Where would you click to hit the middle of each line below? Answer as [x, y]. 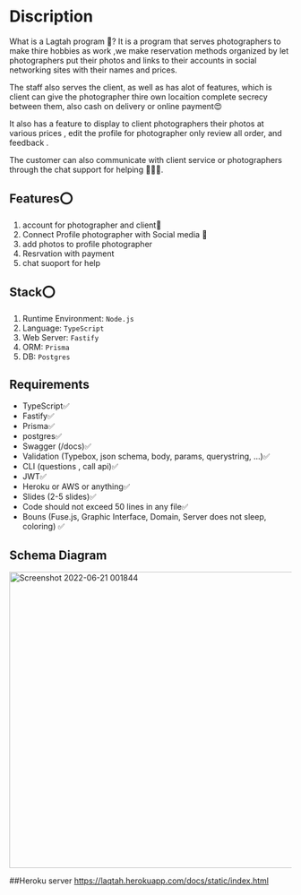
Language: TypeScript [63, 328]
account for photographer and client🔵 [92, 225]
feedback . [29, 142]
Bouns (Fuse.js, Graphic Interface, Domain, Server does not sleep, [144, 517]
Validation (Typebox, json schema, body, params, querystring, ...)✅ [146, 456]
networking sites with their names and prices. [93, 70]
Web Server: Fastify [60, 337]
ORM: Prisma [46, 347]
